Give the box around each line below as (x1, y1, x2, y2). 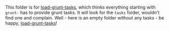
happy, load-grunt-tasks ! (5, 20, 57, 26)
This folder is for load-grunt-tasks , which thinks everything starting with (5, 4, 156, 10)
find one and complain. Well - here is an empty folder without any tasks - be (5, 15, 164, 20)
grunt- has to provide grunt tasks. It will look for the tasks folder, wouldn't (5, 9, 160, 15)
